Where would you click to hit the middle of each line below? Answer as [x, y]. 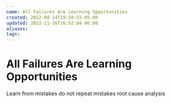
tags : [13, 34]
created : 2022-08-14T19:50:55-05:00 [52, 17]
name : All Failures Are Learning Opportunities [67, 12]
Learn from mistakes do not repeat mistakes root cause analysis [86, 93]
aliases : [17, 29]
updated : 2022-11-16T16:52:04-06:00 [52, 23]
